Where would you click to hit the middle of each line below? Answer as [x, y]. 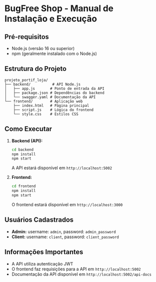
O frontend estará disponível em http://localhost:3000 [67, 204]
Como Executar [28, 129]
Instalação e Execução [51, 19]
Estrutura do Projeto [36, 69]
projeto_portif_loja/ [26, 80]
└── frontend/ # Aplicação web [44, 101]
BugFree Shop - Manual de [59, 9]
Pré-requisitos [27, 37]
